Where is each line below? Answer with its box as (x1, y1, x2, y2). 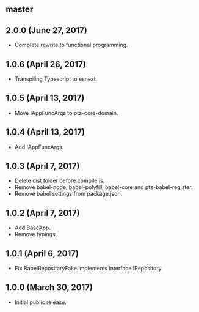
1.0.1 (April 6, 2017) (5, 248, 79, 259)
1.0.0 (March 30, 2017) (5, 282, 93, 292)
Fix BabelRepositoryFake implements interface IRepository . (14, 265, 163, 272)
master (5, 4, 34, 15)
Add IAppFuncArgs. (14, 143, 64, 150)
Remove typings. (14, 231, 57, 238)
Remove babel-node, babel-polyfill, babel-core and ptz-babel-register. (14, 184, 193, 191)
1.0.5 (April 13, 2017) (5, 93, 85, 103)
